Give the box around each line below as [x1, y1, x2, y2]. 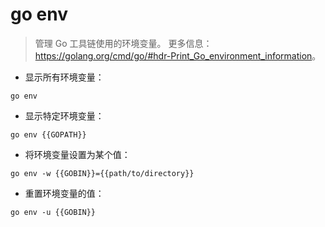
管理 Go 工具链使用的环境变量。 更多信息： [34, 37, 213, 49]
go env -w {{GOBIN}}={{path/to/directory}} [10, 168, 195, 178]
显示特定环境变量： [24, 109, 105, 122]
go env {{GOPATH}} [10, 129, 87, 140]
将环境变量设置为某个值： [24, 148, 131, 160]
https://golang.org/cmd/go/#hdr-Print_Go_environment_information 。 [34, 49, 322, 62]
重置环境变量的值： [24, 187, 105, 199]
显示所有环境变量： [24, 71, 105, 83]
